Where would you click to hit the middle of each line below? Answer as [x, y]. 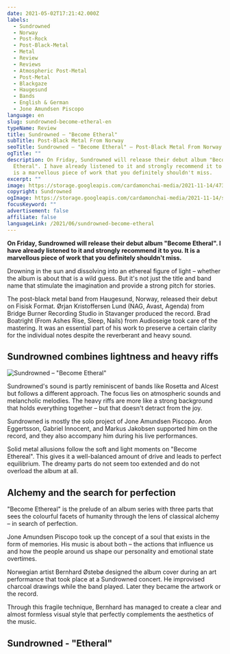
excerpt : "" [24, 179]
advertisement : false [38, 211]
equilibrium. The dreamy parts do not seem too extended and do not [103, 464]
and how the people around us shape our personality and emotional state [110, 551]
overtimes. [22, 559]
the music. [22, 622]
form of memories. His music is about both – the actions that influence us [110, 544]
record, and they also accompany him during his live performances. [102, 436]
